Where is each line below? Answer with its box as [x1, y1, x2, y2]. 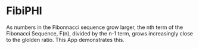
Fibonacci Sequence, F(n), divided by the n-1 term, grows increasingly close [6, 30, 194, 37]
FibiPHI [6, 4, 43, 18]
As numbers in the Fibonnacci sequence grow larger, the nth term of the [6, 24, 184, 31]
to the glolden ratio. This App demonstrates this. [6, 36, 125, 43]
